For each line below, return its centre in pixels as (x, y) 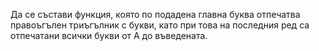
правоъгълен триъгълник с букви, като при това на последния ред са (160, 25)
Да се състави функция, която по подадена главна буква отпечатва (155, 14)
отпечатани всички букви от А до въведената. (109, 35)
